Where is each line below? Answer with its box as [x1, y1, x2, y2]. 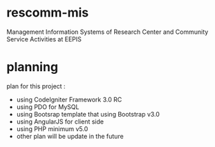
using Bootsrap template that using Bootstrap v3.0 [16, 110, 160, 118]
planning [6, 59, 59, 75]
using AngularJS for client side [16, 117, 104, 126]
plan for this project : [6, 81, 66, 90]
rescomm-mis [6, 5, 89, 21]
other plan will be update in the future [16, 132, 124, 140]
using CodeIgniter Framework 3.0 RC [16, 95, 122, 104]
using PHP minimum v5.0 [16, 124, 88, 133]
